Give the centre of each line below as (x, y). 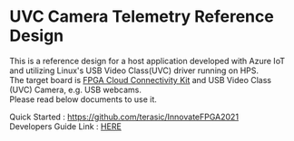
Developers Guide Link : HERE (66, 126)
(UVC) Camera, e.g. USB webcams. (76, 89)
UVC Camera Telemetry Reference (142, 17)
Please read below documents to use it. (83, 99)
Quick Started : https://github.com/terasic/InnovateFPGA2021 (124, 117)
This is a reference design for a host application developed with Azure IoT (147, 61)
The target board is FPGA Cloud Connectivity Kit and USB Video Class (141, 80)
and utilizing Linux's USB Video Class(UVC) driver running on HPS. (134, 70)
